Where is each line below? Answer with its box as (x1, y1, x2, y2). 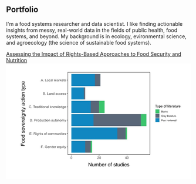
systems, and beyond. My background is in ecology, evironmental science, (6, 32, 187, 40)
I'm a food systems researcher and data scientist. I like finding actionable (6, 20, 183, 27)
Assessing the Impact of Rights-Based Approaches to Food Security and (6, 50, 182, 58)
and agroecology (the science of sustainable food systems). (6, 39, 151, 46)
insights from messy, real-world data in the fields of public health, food (6, 26, 178, 34)
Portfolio (6, 5, 39, 15)
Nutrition (6, 56, 28, 63)
